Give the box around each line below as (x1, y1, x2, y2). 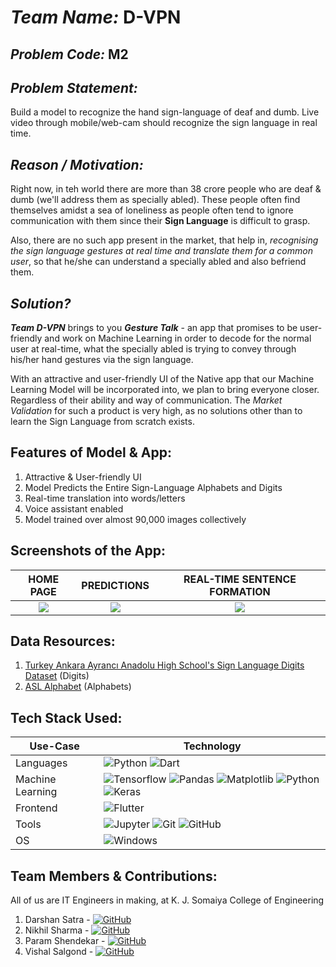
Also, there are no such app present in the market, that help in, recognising (10, 234, 319, 246)
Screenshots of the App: (10, 542, 166, 560)
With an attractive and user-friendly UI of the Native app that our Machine (10, 373, 315, 385)
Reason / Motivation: (10, 156, 144, 173)
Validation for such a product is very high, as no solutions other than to (10, 405, 303, 417)
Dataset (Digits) (24, 670, 90, 682)
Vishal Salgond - (24, 946, 94, 958)
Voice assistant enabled (24, 502, 124, 515)
